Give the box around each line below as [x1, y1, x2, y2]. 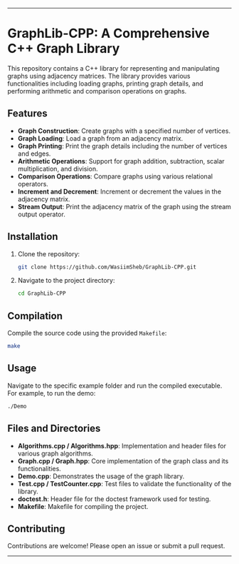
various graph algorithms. [17, 449, 94, 458]
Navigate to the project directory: [17, 276, 115, 285]
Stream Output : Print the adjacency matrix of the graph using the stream [17, 202, 231, 211]
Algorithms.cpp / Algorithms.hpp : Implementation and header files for [17, 441, 226, 450]
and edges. [17, 149, 51, 158]
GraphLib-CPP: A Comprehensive [7, 26, 210, 41]
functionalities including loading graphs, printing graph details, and [7, 79, 204, 88]
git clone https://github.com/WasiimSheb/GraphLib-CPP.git [17, 263, 197, 271]
